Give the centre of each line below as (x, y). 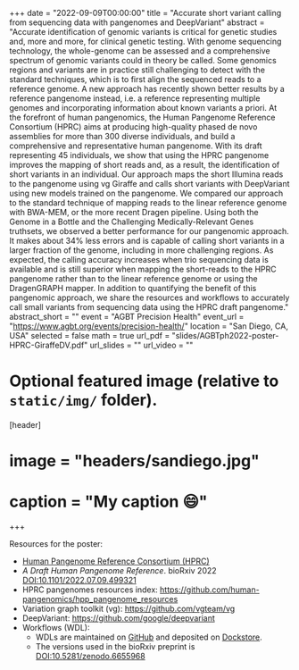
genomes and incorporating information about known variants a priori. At (143, 108)
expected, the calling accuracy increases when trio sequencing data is (139, 260)
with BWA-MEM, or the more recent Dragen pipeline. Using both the (134, 212)
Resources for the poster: (56, 544)
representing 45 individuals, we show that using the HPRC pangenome (139, 155)
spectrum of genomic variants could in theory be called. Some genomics (143, 60)
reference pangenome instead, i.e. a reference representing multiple (135, 98)
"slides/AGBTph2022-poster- (225, 335)
